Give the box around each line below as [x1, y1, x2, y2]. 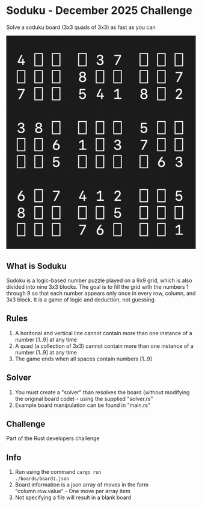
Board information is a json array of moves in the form [14, 481, 149, 488]
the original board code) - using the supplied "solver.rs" [14, 395, 153, 402]
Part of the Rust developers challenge [6, 435, 100, 442]
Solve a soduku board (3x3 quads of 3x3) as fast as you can [6, 24, 156, 31]
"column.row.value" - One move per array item [14, 488, 130, 495]
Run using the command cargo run [14, 468, 102, 476]
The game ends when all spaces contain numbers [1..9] [14, 355, 152, 362]
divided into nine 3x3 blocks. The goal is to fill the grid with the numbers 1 [6, 283, 189, 290]
